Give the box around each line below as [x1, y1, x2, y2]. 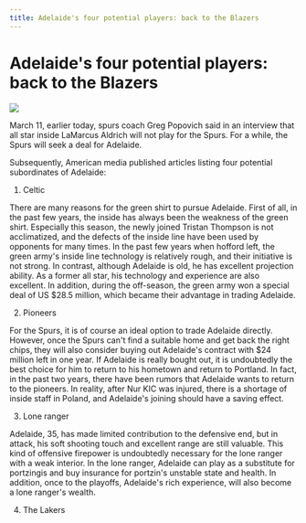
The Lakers [22, 504, 66, 515]
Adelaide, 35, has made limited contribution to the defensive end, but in [9, 428, 279, 439]
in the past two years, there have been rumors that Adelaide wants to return [9, 373, 295, 384]
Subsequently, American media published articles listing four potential [9, 156, 273, 167]
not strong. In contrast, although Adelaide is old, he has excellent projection [9, 260, 294, 271]
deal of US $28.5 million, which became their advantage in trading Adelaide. [9, 289, 296, 300]
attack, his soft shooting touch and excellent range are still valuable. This [9, 438, 284, 449]
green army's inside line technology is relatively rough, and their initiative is [9, 251, 293, 261]
